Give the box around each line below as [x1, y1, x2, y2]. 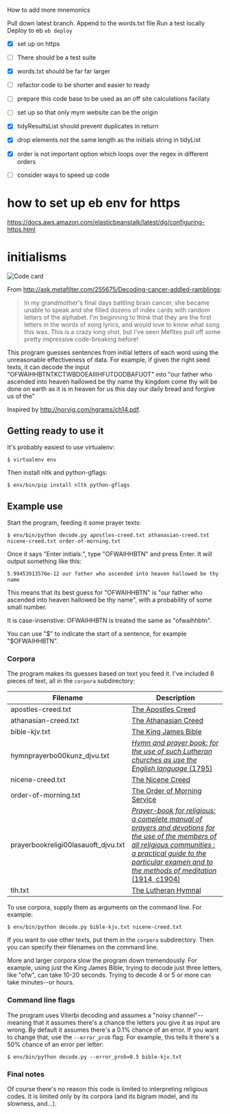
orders [16, 157, 36, 165]
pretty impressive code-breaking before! [23, 335, 139, 343]
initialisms [7, 249, 67, 265]
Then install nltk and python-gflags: [7, 469, 108, 477]
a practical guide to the [131, 849, 207, 858]
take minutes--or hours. [7, 978, 75, 986]
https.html [7, 225, 36, 233]
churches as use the [131, 755, 197, 765]
